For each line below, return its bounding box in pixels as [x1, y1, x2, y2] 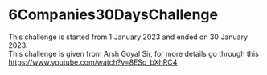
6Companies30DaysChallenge [8, 6, 219, 24]
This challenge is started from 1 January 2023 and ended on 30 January [8, 32, 248, 41]
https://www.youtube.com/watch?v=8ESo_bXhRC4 [8, 57, 178, 67]
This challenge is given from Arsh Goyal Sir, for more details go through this [8, 49, 259, 58]
